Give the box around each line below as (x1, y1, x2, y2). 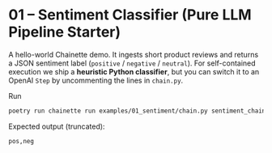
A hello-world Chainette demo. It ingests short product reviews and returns (8, 49, 259, 59)
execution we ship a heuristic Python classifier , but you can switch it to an (8, 66, 260, 76)
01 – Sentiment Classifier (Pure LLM (8, 6, 253, 24)
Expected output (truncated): (8, 121, 105, 131)
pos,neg (8, 137, 35, 145)
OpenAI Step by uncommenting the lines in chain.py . (8, 75, 184, 85)
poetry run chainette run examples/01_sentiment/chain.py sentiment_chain (8, 107, 266, 115)
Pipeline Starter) (8, 23, 121, 41)
